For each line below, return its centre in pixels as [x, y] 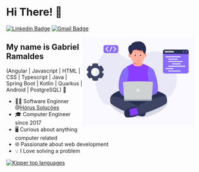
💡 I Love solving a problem [47, 151]
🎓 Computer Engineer [43, 114]
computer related [36, 138]
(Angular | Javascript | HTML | [43, 71]
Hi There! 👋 [34, 12]
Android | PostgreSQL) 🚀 [36, 90]
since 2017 [28, 122]
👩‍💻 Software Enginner [42, 101]
